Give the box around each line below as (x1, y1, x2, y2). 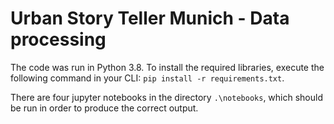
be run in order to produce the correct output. (10, 102, 199, 114)
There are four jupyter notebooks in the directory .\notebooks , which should (10, 91, 323, 103)
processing (10, 28, 107, 51)
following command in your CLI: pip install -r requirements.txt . (10, 72, 285, 84)
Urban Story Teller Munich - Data (10, 7, 290, 30)
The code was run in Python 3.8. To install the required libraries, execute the (10, 61, 325, 73)
